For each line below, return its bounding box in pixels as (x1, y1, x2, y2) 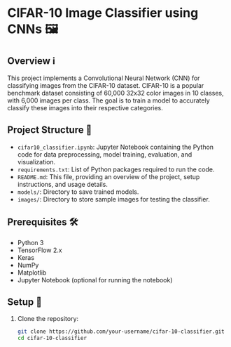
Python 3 (17, 238, 44, 247)
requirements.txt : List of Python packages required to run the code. (17, 165, 215, 173)
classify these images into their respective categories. (7, 104, 163, 112)
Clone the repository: (17, 315, 79, 323)
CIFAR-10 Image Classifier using (7, 5, 199, 21)
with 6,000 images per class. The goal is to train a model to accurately (7, 96, 210, 105)
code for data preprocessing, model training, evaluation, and (17, 150, 192, 159)
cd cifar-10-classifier (17, 335, 87, 342)
